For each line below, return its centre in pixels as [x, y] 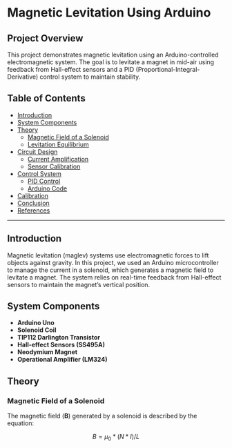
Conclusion [33, 203]
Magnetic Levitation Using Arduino [109, 13]
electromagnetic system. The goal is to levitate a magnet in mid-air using [111, 62]
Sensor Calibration [54, 166]
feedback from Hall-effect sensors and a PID [71, 69]
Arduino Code [47, 188]
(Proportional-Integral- [168, 69]
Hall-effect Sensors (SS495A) [61, 345]
